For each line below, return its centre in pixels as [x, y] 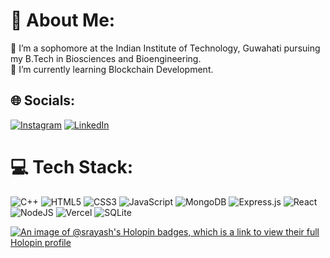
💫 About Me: [63, 20]
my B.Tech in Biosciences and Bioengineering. [106, 58]
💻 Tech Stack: [72, 166]
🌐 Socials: [43, 100]
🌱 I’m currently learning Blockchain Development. [112, 69]
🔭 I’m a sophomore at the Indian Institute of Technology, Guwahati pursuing [165, 48]
